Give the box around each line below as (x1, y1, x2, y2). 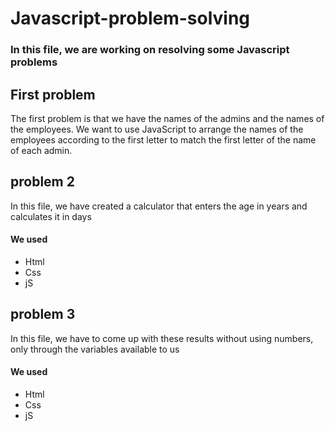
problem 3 (10, 306, 76, 323)
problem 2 (10, 173, 75, 191)
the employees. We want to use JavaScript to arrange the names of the (10, 123, 304, 135)
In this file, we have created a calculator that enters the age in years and (10, 200, 308, 212)
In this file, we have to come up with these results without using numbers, (10, 332, 314, 344)
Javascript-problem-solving (10, 7, 251, 30)
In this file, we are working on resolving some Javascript (10, 43, 290, 57)
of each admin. (10, 144, 73, 156)
